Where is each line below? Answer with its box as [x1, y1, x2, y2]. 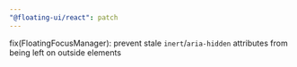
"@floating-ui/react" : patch [9, 13, 118, 22]
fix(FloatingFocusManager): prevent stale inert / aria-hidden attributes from [9, 38, 289, 48]
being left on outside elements [9, 46, 122, 58]
